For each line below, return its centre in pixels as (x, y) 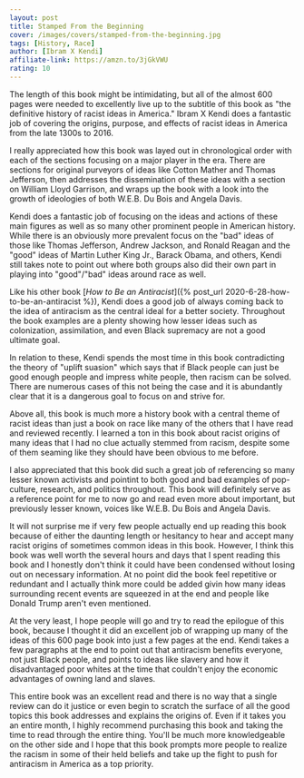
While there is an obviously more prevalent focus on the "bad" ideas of (142, 235)
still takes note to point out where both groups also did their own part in (143, 264)
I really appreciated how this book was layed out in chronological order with (151, 150)
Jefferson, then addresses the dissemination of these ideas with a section (147, 179)
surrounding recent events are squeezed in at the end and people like (139, 593)
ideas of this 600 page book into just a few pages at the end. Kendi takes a (149, 640)
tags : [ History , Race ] (52, 43)
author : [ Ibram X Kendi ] (56, 52)
